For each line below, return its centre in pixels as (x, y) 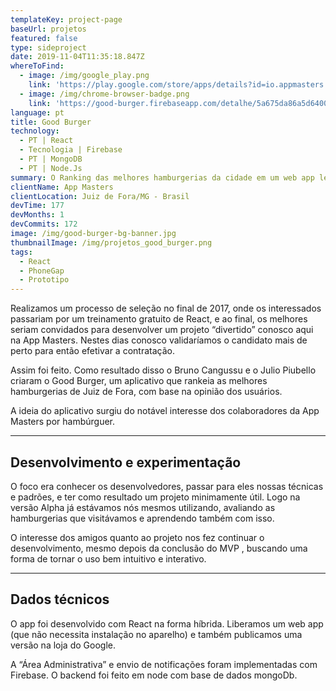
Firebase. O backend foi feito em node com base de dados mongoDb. (154, 675)
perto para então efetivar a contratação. (92, 351)
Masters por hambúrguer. (63, 422)
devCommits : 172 (44, 224)
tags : (21, 252)
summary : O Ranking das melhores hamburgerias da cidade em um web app (162, 177)
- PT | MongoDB (51, 159)
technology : (35, 131)
